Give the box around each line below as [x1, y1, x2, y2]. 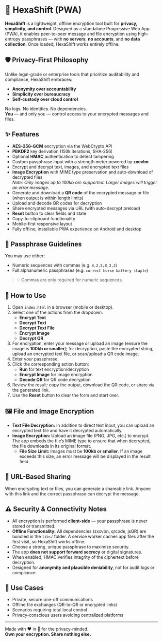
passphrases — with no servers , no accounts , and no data [21, 36, 140, 42]
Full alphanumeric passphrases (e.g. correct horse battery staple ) [12, 267, 148, 273]
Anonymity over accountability [12, 86, 77, 92]
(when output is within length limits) [12, 195, 84, 201]
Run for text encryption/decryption [19, 366, 89, 372]
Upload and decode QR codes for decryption [12, 200, 102, 206]
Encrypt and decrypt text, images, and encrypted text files [12, 164, 129, 170]
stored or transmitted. [12, 523, 56, 529]
